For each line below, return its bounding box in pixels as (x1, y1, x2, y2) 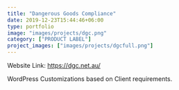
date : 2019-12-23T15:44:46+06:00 (7, 17, 104, 24)
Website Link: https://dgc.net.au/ (7, 62, 101, 69)
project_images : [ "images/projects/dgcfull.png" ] (7, 42, 154, 49)
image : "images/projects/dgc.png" (7, 29, 108, 37)
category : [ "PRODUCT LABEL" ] (7, 36, 92, 43)
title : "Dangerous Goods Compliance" (7, 10, 117, 17)
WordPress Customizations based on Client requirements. (7, 75, 173, 83)
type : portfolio (7, 23, 54, 30)
